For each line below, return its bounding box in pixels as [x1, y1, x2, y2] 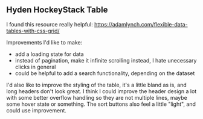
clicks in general [14, 63, 56, 70]
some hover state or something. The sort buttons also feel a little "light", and [6, 100, 196, 108]
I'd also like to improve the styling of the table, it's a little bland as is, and [6, 81, 187, 88]
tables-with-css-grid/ [6, 27, 60, 34]
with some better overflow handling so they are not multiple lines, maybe [6, 94, 187, 101]
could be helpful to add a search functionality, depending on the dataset [14, 69, 195, 77]
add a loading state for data [14, 50, 84, 58]
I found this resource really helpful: [6, 20, 94, 28]
